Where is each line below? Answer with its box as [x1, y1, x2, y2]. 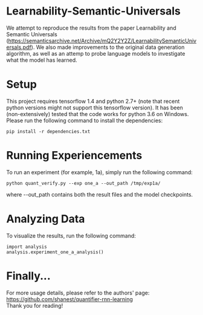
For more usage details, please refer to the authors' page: [6, 289, 150, 296]
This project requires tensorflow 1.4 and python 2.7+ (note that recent [6, 97, 180, 105]
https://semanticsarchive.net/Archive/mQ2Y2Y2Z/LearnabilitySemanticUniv [8, 37, 197, 44]
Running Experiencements [6, 149, 143, 163]
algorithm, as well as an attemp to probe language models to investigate [6, 50, 185, 57]
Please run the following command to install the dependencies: [6, 117, 163, 124]
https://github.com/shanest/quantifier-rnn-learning [6, 295, 133, 303]
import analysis [6, 244, 47, 250]
